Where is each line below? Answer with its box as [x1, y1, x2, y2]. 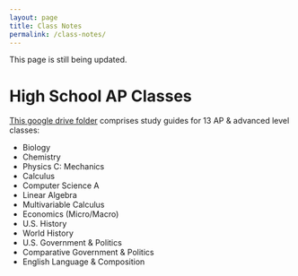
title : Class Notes [9, 22, 83, 30]
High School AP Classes [9, 86, 193, 106]
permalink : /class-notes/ [9, 30, 106, 39]
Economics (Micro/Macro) [22, 209, 119, 220]
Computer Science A [22, 180, 100, 191]
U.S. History [22, 219, 67, 229]
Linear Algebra [22, 190, 78, 201]
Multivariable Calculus [22, 199, 105, 211]
